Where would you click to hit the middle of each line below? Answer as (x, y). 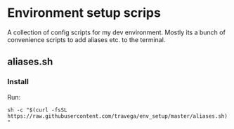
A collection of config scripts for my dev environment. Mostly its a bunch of (117, 32)
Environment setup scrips (84, 13)
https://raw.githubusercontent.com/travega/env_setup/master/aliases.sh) (118, 116)
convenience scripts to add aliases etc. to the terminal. (86, 39)
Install (18, 82)
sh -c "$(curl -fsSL (38, 110)
